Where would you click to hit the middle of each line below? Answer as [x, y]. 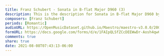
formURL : [14, 32]
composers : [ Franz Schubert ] [35, 19]
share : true [17, 41]
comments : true [20, 37]
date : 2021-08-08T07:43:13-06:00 [39, 46]
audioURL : [15, 28]
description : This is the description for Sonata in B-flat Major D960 [79, 14]
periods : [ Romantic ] [26, 23]
